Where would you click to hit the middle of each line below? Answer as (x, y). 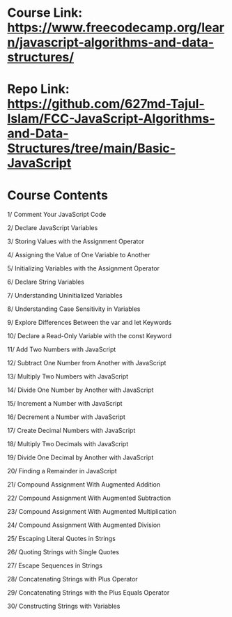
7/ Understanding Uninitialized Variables (65, 296)
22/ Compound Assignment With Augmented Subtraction (89, 498)
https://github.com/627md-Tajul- (106, 104)
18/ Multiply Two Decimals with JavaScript (68, 444)
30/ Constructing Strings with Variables (64, 606)
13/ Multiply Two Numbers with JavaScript (68, 376)
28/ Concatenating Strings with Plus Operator (72, 579)
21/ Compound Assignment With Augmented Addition (84, 485)
